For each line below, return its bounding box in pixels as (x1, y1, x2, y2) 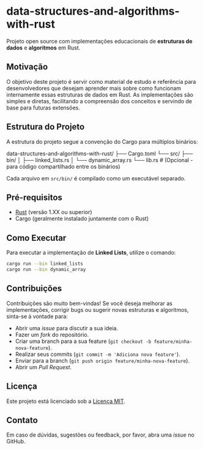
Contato (6, 415, 38, 426)
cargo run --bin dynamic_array (6, 267, 86, 273)
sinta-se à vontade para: (6, 312, 68, 320)
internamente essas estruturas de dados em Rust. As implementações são (6, 90, 194, 98)
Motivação (6, 62, 48, 72)
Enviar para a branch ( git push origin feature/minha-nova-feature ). (15, 356, 190, 364)
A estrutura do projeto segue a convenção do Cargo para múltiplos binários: (6, 138, 198, 145)
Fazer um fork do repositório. (15, 331, 89, 338)
